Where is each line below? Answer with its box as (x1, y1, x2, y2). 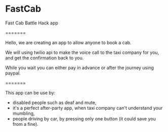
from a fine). (12, 121, 39, 127)
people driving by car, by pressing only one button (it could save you (12, 115, 156, 122)
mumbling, (12, 110, 35, 116)
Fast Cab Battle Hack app (5, 20, 58, 26)
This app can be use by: (5, 89, 56, 95)
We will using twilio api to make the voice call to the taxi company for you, (5, 49, 159, 55)
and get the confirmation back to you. (5, 54, 84, 61)
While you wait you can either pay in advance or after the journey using (5, 64, 154, 71)
